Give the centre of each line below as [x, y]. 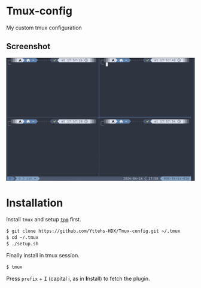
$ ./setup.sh [22, 244]
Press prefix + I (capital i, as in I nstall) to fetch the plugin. [78, 278]
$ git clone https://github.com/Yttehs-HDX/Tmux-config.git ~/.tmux [93, 231]
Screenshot [28, 46]
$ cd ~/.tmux [22, 238]
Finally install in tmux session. [43, 256]
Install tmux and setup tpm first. [44, 220]
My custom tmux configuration [44, 28]
